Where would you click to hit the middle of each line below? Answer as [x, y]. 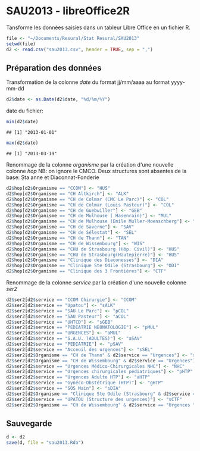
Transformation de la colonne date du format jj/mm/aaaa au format [88, 82]
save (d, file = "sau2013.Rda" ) [45, 443]
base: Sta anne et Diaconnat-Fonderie [53, 177]
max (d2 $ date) [22, 143]
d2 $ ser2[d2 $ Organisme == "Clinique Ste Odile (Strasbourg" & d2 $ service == [102, 394]
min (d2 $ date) [22, 122]
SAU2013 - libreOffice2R [68, 11]
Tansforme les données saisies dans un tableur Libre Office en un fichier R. [98, 27]
